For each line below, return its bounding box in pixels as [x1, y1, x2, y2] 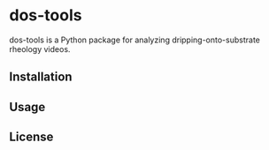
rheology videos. [9, 43, 71, 54]
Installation [9, 70, 73, 85]
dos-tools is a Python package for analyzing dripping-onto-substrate [9, 34, 261, 45]
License [9, 130, 54, 145]
